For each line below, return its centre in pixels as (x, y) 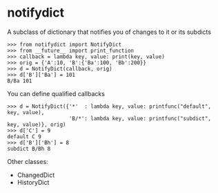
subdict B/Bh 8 (29, 149)
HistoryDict (33, 182)
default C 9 (24, 136)
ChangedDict (36, 175)
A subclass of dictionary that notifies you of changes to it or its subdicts (109, 32)
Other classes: (28, 161)
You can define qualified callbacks (56, 93)
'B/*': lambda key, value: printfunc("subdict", (140, 118)
